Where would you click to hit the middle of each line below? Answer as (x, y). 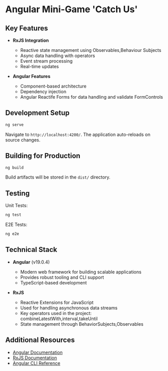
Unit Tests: (17, 206)
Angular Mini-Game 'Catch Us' (72, 9)
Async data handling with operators (58, 55)
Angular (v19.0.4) (31, 262)
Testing (18, 193)
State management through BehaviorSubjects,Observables (82, 324)
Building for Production (43, 156)
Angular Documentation (37, 352)
